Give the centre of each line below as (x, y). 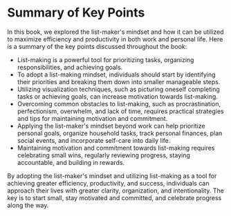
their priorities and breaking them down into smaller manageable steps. (119, 81)
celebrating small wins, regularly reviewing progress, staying (103, 155)
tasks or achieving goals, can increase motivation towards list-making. (117, 96)
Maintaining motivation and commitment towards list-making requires (116, 148)
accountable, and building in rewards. (71, 162)
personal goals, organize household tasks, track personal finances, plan (120, 133)
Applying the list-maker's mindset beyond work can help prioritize (111, 126)
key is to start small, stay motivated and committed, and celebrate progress (114, 197)
